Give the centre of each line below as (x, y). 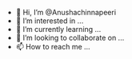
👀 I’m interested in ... (50, 21)
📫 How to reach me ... (53, 47)
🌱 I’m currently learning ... (58, 29)
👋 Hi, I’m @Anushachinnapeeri (66, 12)
